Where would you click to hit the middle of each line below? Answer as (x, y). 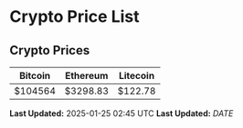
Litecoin (137, 76)
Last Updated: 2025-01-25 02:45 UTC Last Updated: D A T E (121, 113)
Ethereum (87, 76)
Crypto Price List (74, 17)
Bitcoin (35, 76)
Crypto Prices (50, 50)
